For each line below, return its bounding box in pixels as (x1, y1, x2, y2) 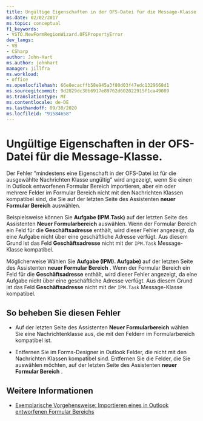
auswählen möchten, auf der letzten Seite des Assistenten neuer (15, 361, 178, 369)
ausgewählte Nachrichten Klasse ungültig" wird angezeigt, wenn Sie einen (6, 176, 192, 183)
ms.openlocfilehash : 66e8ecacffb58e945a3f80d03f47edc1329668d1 (6, 83, 170, 89)
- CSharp (6, 49, 28, 55)
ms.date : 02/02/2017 (6, 15, 59, 21)
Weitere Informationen (6, 385, 94, 395)
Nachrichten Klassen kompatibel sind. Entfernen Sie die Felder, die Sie (15, 355, 191, 362)
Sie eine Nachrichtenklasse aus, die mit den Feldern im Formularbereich (15, 330, 195, 338)
